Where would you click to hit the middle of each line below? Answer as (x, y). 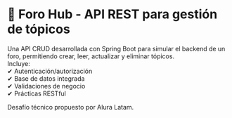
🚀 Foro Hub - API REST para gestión (112, 14)
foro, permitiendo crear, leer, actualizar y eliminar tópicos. (91, 56)
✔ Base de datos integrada (46, 78)
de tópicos (39, 29)
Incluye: (19, 63)
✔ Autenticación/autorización (50, 71)
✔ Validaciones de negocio (46, 86)
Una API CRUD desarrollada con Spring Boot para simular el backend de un (116, 48)
